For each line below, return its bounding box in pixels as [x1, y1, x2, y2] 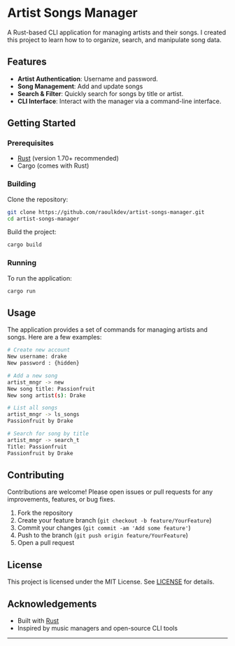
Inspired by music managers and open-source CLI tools [17, 624, 178, 633]
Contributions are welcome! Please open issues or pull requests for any [7, 487, 213, 496]
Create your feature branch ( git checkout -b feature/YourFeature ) [17, 516, 212, 525]
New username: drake [7, 353, 68, 361]
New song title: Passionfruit [7, 385, 96, 392]
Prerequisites [7, 138, 54, 148]
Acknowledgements [7, 598, 97, 610]
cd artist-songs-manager [7, 215, 80, 222]
